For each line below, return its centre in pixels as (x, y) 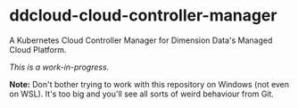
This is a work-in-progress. (59, 67)
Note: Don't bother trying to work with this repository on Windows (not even (149, 84)
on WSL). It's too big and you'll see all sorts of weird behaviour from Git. (142, 94)
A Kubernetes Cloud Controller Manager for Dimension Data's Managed (141, 40)
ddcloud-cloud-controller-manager (143, 16)
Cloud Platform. (38, 49)
